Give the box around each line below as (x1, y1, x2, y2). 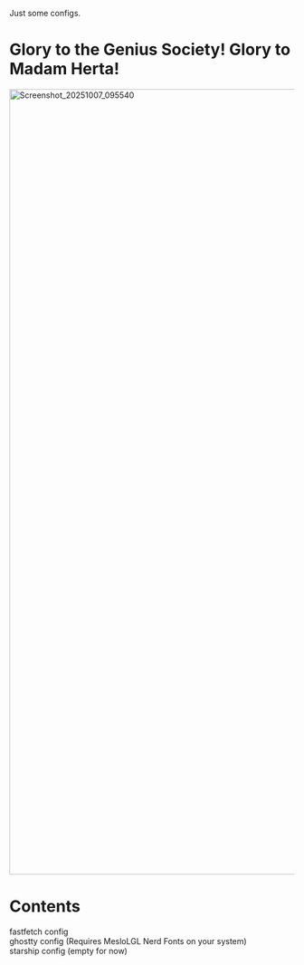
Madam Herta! (9, 59, 120, 80)
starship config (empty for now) (9, 945, 128, 956)
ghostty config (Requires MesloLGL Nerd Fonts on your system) (9, 935, 247, 946)
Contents (9, 896, 81, 917)
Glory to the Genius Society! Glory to (9, 40, 291, 60)
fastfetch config (9, 926, 69, 937)
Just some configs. (9, 8, 81, 18)
